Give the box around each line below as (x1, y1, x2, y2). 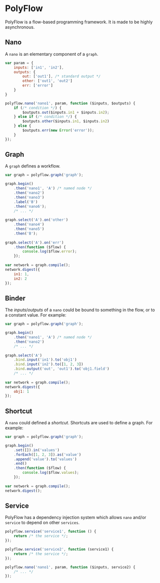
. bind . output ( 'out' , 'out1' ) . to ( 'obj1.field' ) (14, 366, 110, 371)
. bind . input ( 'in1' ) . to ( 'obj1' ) (14, 357, 77, 362)
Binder (5, 294, 26, 302)
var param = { (5, 60, 34, 66)
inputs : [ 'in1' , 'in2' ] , (14, 65, 64, 70)
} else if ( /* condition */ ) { (14, 115, 77, 119)
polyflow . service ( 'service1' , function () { (5, 529, 96, 534)
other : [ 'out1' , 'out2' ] (22, 79, 73, 83)
